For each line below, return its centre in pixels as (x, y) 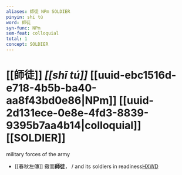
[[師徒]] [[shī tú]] (47, 75)
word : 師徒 (18, 22)
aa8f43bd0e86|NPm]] (61, 101)
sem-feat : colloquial (33, 33)
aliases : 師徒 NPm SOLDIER (38, 11)
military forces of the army (38, 154)
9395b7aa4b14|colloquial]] (74, 125)
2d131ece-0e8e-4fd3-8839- (77, 113)
